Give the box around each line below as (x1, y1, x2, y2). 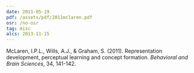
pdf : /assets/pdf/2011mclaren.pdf (6, 14, 93, 20)
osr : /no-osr (6, 20, 39, 26)
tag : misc (6, 25, 31, 32)
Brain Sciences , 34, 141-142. (6, 60, 76, 68)
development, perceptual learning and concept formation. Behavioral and (6, 54, 188, 61)
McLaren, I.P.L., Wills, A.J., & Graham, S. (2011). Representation (6, 47, 163, 54)
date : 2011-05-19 (6, 8, 50, 15)
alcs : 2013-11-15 (6, 31, 50, 37)
